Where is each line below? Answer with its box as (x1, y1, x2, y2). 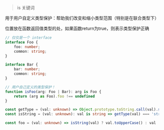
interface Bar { (5, 62, 38, 67)
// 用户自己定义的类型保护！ (5, 85, 56, 89)
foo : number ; (14, 44, 41, 49)
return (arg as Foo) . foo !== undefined (14, 94, 95, 99)
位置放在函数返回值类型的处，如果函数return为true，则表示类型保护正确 (5, 25, 150, 31)
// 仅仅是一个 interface (5, 35, 52, 40)
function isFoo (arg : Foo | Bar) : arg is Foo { (5, 89, 102, 94)
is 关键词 (17, 5, 35, 10)
